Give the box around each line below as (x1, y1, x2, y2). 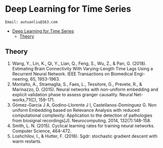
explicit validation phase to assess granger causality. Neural (12, 91, 133, 97)
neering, (12, 76, 29, 82)
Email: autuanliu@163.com (5, 20, 58, 24)
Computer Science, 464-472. (12, 128, 72, 134)
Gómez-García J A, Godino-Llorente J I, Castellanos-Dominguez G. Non (12, 102, 157, 108)
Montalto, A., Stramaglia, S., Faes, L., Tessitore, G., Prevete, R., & (12, 81, 143, 87)
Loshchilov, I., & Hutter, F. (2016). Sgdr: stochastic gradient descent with (12, 133, 158, 139)
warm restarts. (12, 138, 42, 144)
